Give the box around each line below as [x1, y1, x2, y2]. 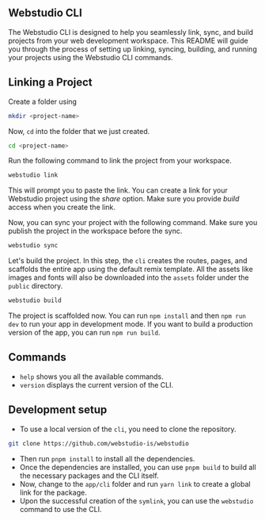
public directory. [8, 281, 63, 291]
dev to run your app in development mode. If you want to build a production [8, 319, 253, 328]
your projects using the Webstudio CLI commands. [8, 52, 173, 62]
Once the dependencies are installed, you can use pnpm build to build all [19, 462, 256, 472]
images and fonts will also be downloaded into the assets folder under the [8, 273, 249, 282]
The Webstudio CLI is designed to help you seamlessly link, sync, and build [8, 27, 254, 36]
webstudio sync [8, 242, 59, 250]
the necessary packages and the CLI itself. [19, 471, 160, 480]
